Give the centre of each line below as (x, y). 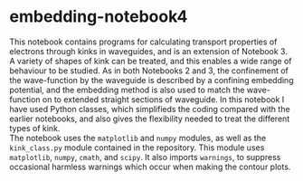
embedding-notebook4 (99, 17)
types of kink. (35, 128)
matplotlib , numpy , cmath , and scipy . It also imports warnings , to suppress (145, 157)
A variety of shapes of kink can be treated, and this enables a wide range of (151, 61)
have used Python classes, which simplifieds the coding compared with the (150, 109)
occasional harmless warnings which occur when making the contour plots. (150, 167)
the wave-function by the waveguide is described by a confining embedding (151, 80)
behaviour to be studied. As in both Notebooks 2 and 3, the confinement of (149, 71)
